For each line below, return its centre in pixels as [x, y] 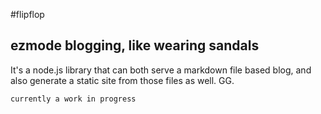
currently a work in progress [73, 99]
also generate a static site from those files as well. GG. [122, 80]
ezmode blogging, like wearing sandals [135, 45]
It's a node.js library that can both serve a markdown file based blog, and [161, 70]
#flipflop [27, 14]
